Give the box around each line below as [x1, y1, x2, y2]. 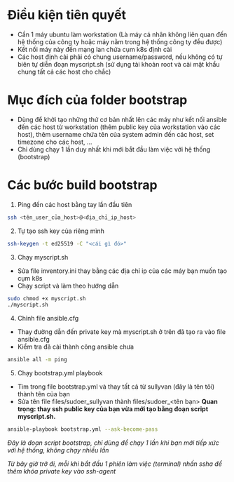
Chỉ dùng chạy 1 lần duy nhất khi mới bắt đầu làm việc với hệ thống [17, 145, 211, 154]
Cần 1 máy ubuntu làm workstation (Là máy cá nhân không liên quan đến [17, 30, 228, 39]
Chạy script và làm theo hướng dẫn [17, 281, 119, 290]
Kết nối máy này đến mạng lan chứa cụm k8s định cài [17, 45, 172, 53]
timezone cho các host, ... [17, 138, 92, 146]
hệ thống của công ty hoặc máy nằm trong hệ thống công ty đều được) [17, 37, 223, 46]
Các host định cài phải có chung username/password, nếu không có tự [17, 53, 223, 61]
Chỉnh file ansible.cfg [17, 314, 79, 323]
